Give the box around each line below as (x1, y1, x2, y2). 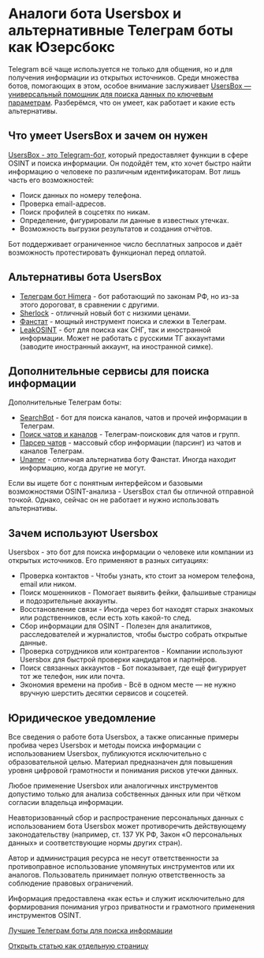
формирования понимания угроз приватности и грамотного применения (8, 902, 255, 911)
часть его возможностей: (8, 175, 95, 185)
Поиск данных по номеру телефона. (19, 190, 142, 199)
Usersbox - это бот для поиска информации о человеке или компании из (8, 547, 254, 557)
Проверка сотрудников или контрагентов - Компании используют (19, 647, 243, 656)
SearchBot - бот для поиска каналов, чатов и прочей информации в (19, 413, 248, 423)
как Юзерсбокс (8, 39, 116, 56)
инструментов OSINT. (8, 911, 81, 919)
